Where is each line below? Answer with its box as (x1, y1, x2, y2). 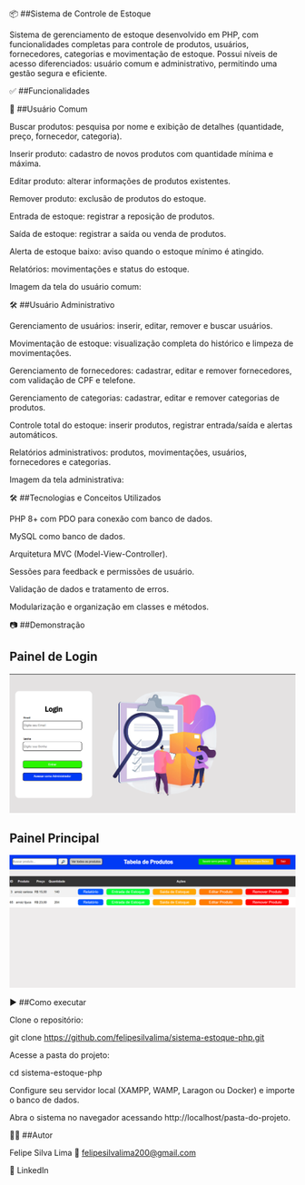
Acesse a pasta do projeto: (9, 1049, 111, 1061)
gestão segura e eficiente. (9, 68, 107, 78)
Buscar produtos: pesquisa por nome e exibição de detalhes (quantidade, (9, 122, 284, 132)
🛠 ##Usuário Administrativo (9, 300, 115, 310)
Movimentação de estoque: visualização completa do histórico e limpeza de (9, 338, 294, 349)
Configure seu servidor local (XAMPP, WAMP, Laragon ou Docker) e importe (9, 1084, 295, 1095)
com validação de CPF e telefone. (9, 375, 136, 385)
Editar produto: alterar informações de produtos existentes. (9, 176, 231, 186)
